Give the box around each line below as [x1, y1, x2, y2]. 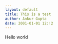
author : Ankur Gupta [5, 16, 47, 21]
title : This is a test [5, 12, 51, 17]
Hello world [5, 34, 28, 40]
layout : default [5, 7, 38, 12]
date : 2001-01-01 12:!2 [5, 21, 54, 26]
